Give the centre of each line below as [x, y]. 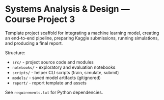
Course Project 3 [40, 19]
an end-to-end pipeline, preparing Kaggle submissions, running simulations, [82, 38]
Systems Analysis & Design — [68, 9]
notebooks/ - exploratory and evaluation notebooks [64, 67]
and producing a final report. [34, 43]
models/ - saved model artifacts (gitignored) [56, 78]
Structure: [15, 53]
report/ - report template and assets [49, 83]
